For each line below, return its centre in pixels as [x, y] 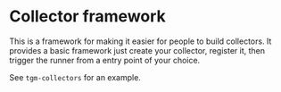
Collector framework [88, 17]
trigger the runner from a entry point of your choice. [105, 60]
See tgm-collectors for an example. [75, 77]
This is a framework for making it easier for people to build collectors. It [140, 41]
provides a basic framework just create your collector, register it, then [137, 50]
